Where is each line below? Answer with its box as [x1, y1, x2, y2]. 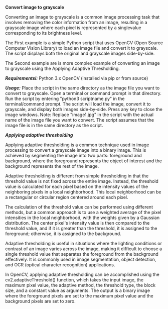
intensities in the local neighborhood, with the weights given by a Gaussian [5, 215, 159, 221]
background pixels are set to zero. [5, 298, 76, 304]
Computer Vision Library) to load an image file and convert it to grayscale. [5, 45, 158, 51]
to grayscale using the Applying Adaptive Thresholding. [5, 65, 120, 71]
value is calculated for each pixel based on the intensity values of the [5, 183, 148, 189]
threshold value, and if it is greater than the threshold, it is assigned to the [5, 226, 157, 231]
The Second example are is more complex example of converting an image [5, 60, 160, 66]
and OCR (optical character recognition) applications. [5, 262, 115, 268]
